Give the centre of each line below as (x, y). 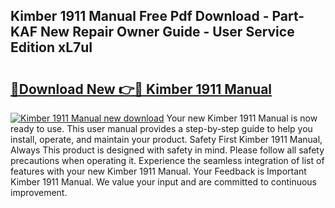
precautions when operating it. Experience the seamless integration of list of (167, 160)
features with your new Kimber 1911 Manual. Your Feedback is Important (158, 171)
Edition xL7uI (51, 47)
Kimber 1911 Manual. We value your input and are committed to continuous (163, 182)
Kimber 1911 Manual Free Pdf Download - (140, 16)
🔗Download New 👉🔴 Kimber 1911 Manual (141, 89)
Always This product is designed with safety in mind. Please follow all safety (167, 150)
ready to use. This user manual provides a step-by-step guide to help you (161, 128)
